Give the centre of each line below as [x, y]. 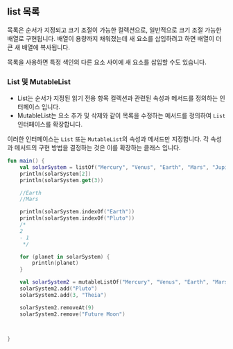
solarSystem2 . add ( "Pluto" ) [59, 289]
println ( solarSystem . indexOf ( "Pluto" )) [77, 218]
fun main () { [26, 161]
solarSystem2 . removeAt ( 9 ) [57, 307]
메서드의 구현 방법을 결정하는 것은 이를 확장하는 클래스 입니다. [98, 148]
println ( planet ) [55, 263]
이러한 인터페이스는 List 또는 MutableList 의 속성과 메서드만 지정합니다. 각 [108, 139]
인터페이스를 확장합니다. [50, 124]
